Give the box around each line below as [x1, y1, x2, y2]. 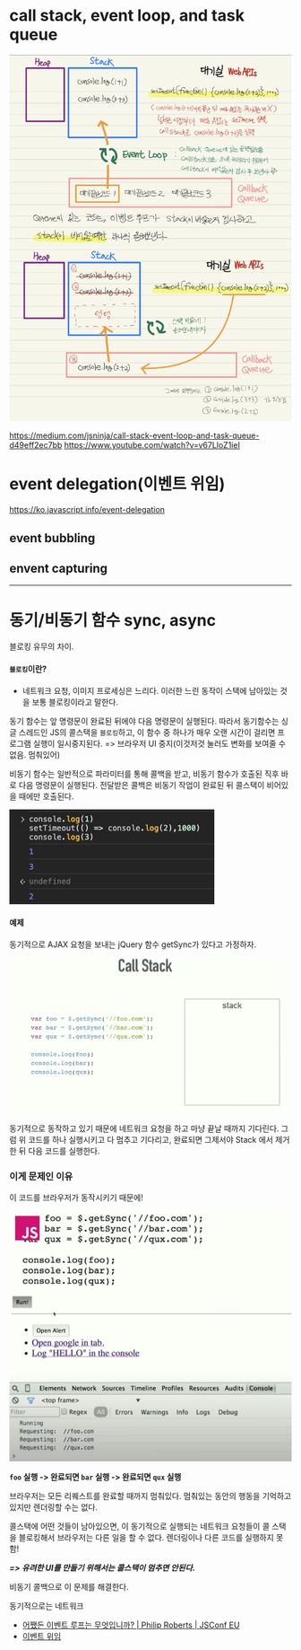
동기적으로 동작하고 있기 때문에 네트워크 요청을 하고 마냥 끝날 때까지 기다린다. [9, 1123, 279, 1134]
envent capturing [9, 560, 108, 575]
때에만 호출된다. [18, 791, 74, 802]
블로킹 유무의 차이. [9, 641, 74, 652]
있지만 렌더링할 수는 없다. [9, 1501, 99, 1513]
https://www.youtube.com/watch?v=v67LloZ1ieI [64, 440, 240, 451]
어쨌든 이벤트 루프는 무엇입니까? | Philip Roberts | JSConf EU [21, 1619, 240, 1630]
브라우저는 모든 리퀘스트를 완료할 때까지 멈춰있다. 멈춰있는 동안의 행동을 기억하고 [9, 1490, 292, 1501]
